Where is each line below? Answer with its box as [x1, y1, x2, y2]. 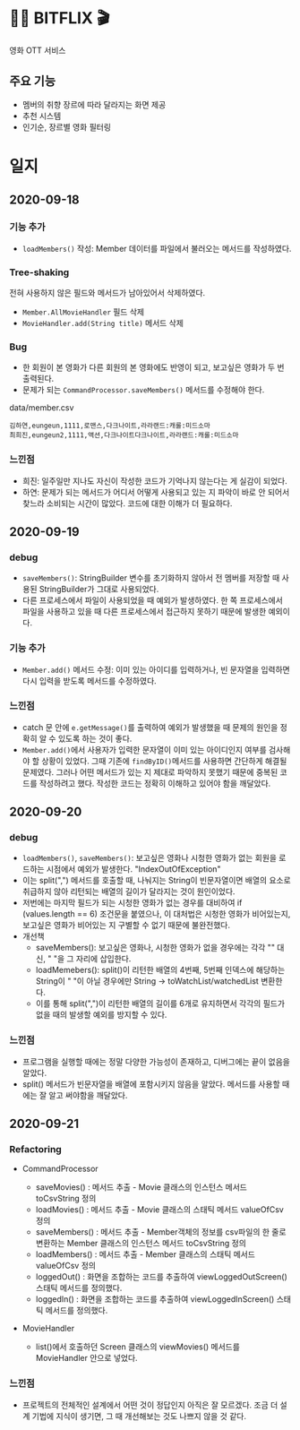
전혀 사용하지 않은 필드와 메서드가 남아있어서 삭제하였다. [9, 287, 206, 297]
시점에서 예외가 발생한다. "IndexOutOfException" [46, 864, 221, 874]
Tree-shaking [9, 266, 70, 279]
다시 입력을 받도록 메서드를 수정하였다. [21, 675, 157, 686]
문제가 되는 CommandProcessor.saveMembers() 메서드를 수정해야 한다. [21, 384, 265, 395]
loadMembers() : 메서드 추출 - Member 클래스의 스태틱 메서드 [35, 1249, 255, 1260]
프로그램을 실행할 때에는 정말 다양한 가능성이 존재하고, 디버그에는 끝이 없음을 [21, 1055, 291, 1067]
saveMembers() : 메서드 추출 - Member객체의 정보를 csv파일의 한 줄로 [35, 1227, 287, 1237]
